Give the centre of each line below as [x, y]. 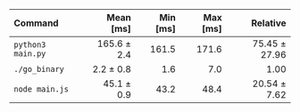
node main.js [42, 89]
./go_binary [39, 69]
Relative [269, 23]
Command [37, 23]
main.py [30, 54]
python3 [30, 45]
